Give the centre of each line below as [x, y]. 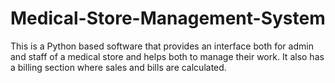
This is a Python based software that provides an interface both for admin [162, 46]
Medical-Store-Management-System [168, 18]
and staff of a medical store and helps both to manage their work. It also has [167, 56]
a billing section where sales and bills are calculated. [118, 67]
